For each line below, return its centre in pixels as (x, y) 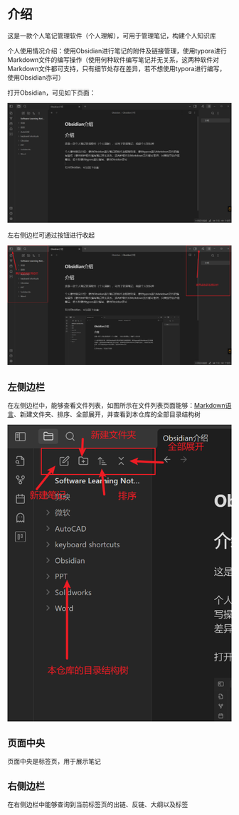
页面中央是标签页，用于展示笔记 (54, 762)
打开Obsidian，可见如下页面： (52, 93)
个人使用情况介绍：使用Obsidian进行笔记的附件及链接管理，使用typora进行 (117, 51)
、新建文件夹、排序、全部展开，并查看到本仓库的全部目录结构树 (107, 414)
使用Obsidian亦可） (36, 77)
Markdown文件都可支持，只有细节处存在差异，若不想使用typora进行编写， (117, 68)
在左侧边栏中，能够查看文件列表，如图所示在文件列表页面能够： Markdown (116, 406)
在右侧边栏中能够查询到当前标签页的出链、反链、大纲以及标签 (98, 804)
